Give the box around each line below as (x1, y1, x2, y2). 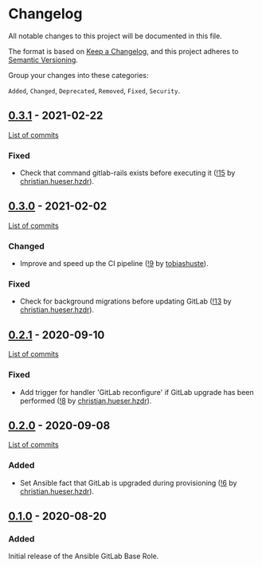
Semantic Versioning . (8, 55, 78, 65)
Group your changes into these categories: (8, 70, 149, 80)
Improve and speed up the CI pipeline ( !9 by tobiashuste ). (19, 259, 209, 268)
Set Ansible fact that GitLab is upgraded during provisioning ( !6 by (19, 478, 237, 487)
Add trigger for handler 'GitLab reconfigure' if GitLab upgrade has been (19, 387, 254, 397)
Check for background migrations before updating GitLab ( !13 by (19, 296, 233, 307)
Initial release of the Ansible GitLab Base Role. (8, 551, 159, 561)
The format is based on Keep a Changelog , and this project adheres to (8, 46, 239, 56)
